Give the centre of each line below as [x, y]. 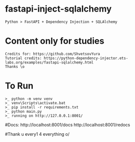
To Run [19, 86]
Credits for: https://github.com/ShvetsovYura [53, 54]
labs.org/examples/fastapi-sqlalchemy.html [49, 62]
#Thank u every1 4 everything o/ [37, 134]
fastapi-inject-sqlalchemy [58, 9]
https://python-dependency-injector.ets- [86, 58]
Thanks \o [15, 66]
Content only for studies [55, 41]
